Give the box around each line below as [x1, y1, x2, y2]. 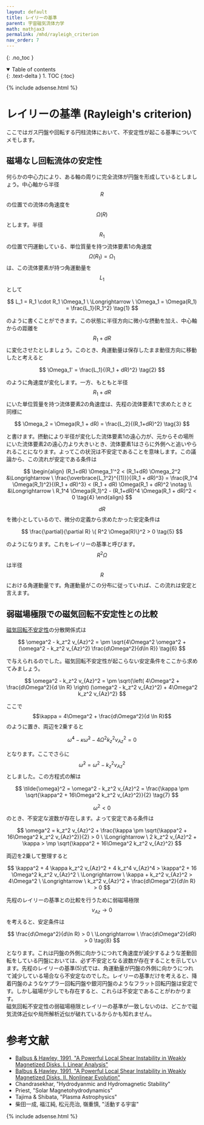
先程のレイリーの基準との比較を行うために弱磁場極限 [6, 896, 140, 903]
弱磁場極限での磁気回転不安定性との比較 [6, 608, 158, 619]
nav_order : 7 [6, 37, 39, 43]
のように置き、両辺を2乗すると [6, 723, 84, 730]
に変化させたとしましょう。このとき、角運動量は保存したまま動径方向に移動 [6, 346, 197, 353]
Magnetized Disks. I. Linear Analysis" [15, 1060, 108, 1068]
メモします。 [6, 136, 38, 143]
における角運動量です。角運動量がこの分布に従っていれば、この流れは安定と [6, 582, 197, 589]
